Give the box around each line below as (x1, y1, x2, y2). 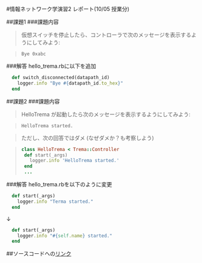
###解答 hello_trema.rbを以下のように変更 (6, 181, 112, 188)
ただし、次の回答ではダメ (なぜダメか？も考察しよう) (21, 134, 155, 141)
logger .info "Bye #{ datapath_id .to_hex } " (17, 80, 123, 86)
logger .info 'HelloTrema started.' (29, 158, 120, 164)
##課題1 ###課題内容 (6, 18, 59, 26)
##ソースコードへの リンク (6, 250, 72, 258)
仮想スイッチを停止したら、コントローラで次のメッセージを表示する (21, 31, 192, 38)
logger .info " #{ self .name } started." (17, 233, 113, 239)
